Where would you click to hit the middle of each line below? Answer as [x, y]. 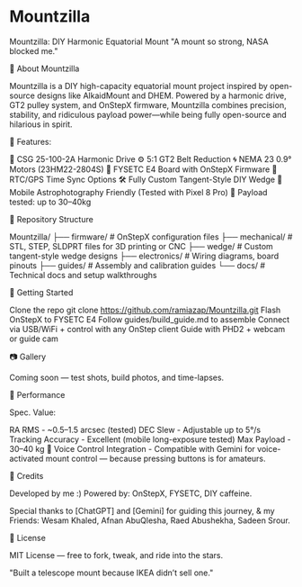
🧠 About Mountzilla [44, 68]
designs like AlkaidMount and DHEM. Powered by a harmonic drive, [162, 95]
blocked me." [34, 50]
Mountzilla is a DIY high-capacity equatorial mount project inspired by [138, 86]
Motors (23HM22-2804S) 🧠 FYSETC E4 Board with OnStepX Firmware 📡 [143, 169]
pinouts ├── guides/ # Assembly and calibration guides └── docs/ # [138, 265]
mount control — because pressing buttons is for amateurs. [156, 458]
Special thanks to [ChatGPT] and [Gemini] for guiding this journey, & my [142, 510]
